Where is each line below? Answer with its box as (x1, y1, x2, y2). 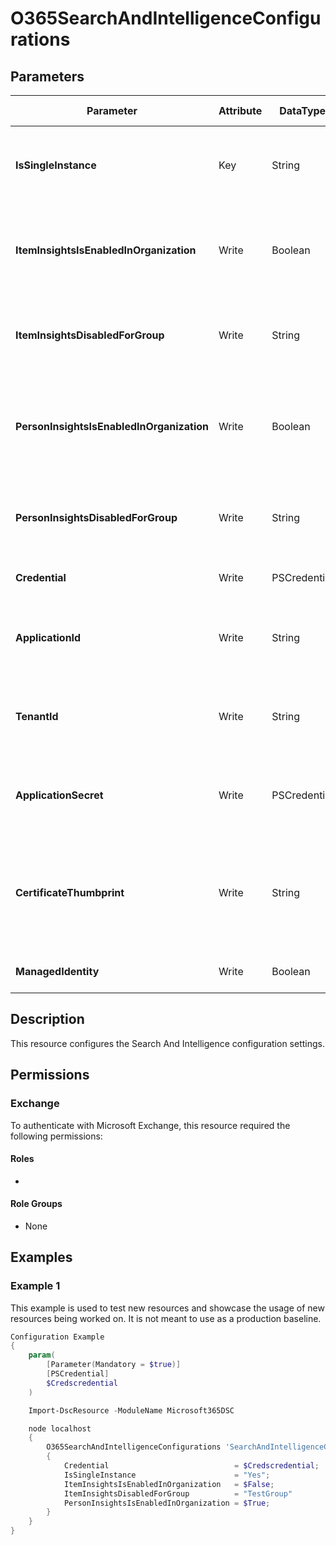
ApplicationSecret (15, 788, 104, 802)
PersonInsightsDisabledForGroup (15, 511, 178, 524)
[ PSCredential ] (46, 1369, 110, 1379)
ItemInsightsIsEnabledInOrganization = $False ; (63, 1479, 275, 1489)
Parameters (10, 68, 85, 85)
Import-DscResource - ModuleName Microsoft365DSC (28, 1405, 235, 1416)
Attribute (218, 104, 263, 117)
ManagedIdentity (15, 965, 100, 978)
